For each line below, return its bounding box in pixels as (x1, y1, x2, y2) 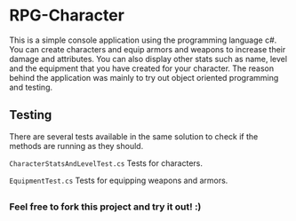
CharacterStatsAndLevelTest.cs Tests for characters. (9, 157, 203, 169)
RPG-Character (9, 5, 124, 26)
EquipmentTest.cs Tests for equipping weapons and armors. (9, 175, 228, 185)
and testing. (9, 82, 53, 92)
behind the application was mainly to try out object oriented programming (9, 72, 279, 83)
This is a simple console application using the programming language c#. (9, 35, 277, 45)
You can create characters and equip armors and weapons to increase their (9, 43, 286, 54)
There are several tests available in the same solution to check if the (9, 130, 259, 142)
